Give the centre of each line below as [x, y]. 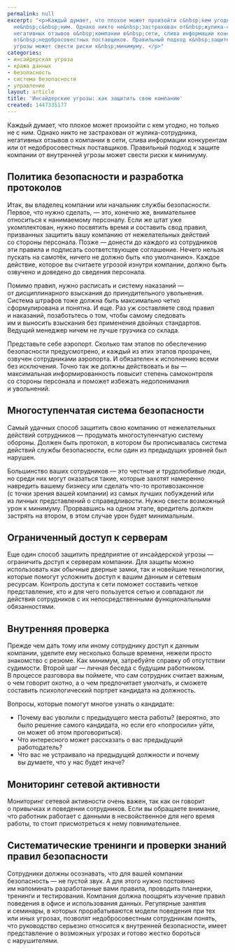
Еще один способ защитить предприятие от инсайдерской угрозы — [111, 554]
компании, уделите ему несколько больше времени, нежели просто [109, 653]
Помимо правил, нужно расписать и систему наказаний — [95, 286]
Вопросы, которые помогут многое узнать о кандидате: [91, 704]
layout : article [31, 92]
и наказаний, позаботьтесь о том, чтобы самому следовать [97, 315]
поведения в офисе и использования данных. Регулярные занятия [107, 903]
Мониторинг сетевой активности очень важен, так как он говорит [106, 801]
